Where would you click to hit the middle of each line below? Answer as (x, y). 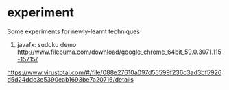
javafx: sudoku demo (47, 44)
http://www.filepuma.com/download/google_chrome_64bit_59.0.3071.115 (119, 52)
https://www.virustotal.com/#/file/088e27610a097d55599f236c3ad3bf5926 (114, 72)
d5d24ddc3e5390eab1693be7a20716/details (70, 79)
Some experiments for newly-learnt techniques (74, 31)
